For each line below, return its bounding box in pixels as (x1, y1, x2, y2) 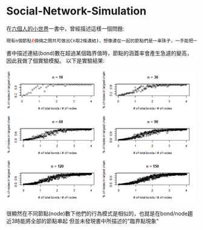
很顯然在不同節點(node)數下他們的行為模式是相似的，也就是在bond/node (6, 210, 188, 217)
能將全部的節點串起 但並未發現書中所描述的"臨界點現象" (20, 217, 159, 225)
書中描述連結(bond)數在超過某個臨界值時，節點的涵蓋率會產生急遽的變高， (6, 50, 193, 57)
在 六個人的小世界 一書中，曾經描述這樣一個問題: (6, 25, 125, 32)
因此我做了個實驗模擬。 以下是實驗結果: (6, 57, 105, 64)
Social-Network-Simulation (6, 4, 147, 18)
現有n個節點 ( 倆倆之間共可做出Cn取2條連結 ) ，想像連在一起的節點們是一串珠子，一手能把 (6, 37, 193, 43)
